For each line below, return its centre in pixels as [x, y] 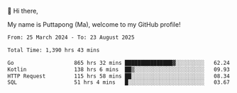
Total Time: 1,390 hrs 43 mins [54, 50]
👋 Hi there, [23, 11]
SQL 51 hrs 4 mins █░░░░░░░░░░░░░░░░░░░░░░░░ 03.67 [119, 82]
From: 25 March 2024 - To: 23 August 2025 [71, 37]
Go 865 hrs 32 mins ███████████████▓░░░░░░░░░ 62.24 [119, 63]
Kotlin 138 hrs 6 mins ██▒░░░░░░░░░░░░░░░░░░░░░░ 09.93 [119, 69]
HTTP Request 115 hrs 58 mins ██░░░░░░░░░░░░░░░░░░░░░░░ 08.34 [119, 76]
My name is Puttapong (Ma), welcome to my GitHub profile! [94, 24]
